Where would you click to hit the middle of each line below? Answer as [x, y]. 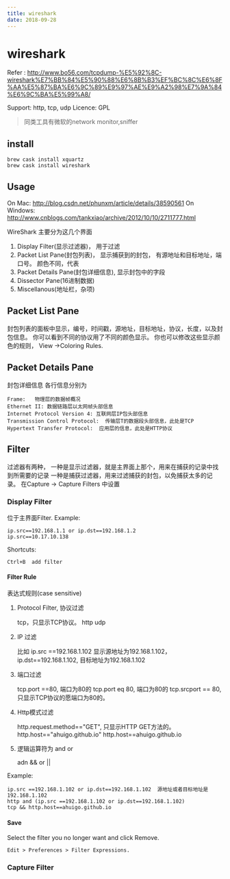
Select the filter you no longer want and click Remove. [83, 838]
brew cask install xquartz [46, 160]
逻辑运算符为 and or [45, 748]
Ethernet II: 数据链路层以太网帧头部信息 [60, 406]
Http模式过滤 [35, 712]
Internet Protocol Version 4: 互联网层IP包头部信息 [78, 414]
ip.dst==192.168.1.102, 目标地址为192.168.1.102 [81, 660]
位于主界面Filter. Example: [44, 517]
